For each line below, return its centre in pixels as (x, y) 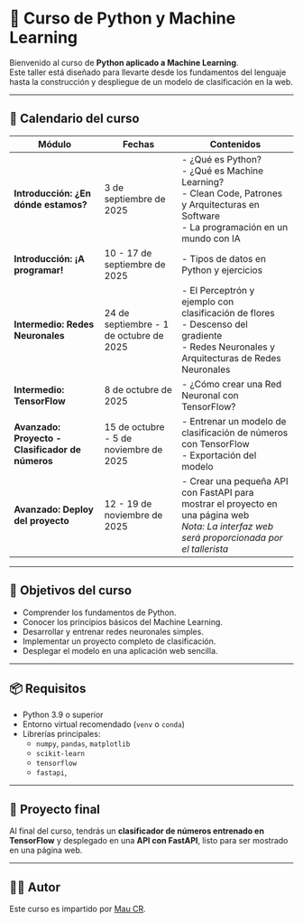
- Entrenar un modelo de (234, 421)
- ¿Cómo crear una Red (232, 384)
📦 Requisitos (48, 689)
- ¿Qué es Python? (222, 159)
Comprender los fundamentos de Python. (100, 612)
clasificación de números (235, 433)
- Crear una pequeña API (235, 480)
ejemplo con (208, 302)
